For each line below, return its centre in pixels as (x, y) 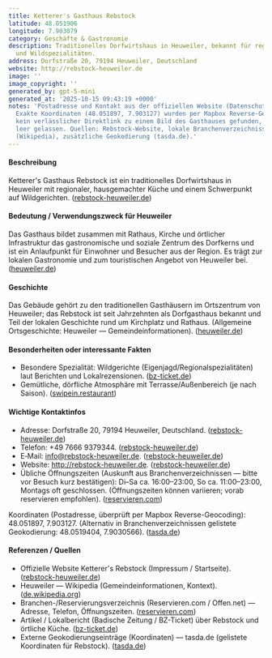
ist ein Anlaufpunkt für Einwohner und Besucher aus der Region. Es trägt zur (136, 251)
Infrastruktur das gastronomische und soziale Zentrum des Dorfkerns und (131, 243)
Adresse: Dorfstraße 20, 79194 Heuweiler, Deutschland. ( (115, 429)
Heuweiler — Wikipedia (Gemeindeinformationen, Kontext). (119, 585)
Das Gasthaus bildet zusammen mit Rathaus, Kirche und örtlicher (117, 234)
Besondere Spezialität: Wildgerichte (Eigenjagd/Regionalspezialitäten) (136, 367)
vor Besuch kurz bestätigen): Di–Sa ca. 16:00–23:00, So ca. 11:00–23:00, (141, 481)
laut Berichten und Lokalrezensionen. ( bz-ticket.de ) (106, 376)
